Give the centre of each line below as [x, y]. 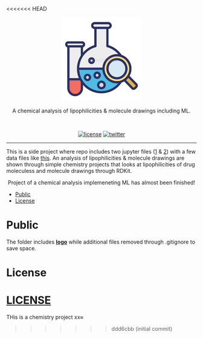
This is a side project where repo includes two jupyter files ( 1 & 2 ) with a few [101, 151]
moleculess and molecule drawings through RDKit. [69, 171]
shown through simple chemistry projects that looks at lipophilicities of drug [101, 164]
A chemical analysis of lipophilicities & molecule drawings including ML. [101, 111]
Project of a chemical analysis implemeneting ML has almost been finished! [101, 183]
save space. [21, 248]
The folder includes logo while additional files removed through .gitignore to [101, 242]
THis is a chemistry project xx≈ [45, 317]
